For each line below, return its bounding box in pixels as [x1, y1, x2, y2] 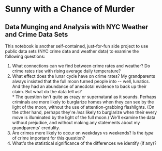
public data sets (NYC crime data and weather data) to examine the [5, 49, 139, 54]
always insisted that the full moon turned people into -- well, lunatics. [12, 79, 150, 84]
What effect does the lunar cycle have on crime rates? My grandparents [12, 73, 156, 79]
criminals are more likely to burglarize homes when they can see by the [12, 99, 154, 105]
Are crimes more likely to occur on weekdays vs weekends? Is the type [12, 130, 154, 135]
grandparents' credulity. [12, 125, 60, 131]
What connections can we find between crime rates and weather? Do [12, 63, 150, 68]
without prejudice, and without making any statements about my [12, 120, 140, 125]
